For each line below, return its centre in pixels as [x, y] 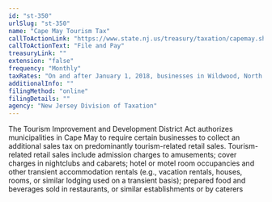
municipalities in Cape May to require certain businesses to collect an [124, 137]
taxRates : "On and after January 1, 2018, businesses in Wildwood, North [136, 76]
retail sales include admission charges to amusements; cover [135, 155]
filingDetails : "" [39, 99]
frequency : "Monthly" [45, 69]
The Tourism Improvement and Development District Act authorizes [121, 129]
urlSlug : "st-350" [39, 23]
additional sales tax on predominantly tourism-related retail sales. [117, 146]
